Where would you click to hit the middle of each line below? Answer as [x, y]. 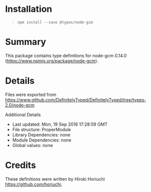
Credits [21, 165]
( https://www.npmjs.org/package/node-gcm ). [52, 61]
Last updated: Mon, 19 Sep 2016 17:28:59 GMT [60, 124]
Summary [25, 42]
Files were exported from [31, 95]
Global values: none [32, 145]
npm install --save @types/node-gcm [55, 22]
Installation [29, 9]
